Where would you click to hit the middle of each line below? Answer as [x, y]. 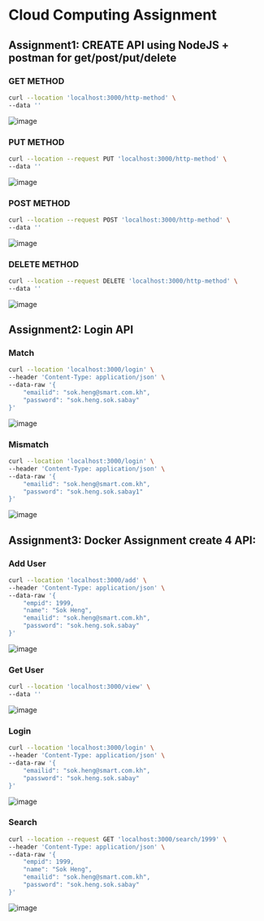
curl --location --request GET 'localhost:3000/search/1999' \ [118, 839]
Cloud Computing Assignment [113, 15]
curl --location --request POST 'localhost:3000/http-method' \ [119, 220]
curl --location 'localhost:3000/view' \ [80, 687]
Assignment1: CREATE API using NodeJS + [119, 45]
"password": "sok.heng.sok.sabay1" [83, 491]
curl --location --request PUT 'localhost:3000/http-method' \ [118, 159]
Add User [27, 564]
